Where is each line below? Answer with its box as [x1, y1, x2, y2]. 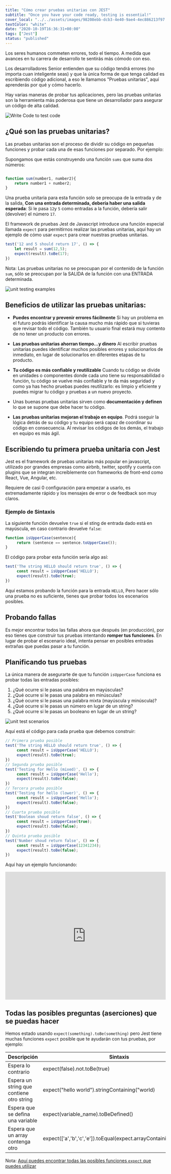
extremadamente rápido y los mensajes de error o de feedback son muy [5, 490, 157, 496]
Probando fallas [5, 613, 56, 622]
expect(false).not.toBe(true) [43, 1065, 110, 1072]
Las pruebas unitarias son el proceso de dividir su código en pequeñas [5, 141, 154, 147]
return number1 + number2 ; [14, 181, 72, 186]
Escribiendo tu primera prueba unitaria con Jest [5, 445, 160, 454]
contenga [8, 1138, 31, 1145]
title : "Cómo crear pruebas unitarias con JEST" [5, 7, 110, 13]
